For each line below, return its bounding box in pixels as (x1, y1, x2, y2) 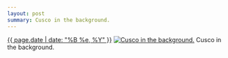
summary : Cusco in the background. (7, 17, 111, 23)
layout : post (7, 10, 45, 17)
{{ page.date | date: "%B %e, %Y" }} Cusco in (7, 35, 222, 43)
